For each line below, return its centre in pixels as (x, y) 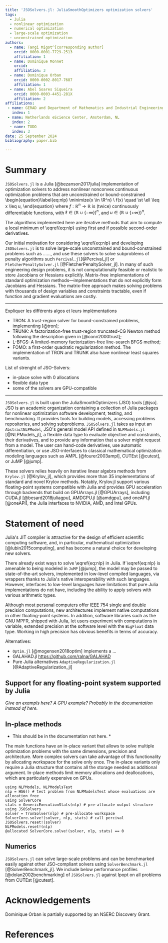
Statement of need (44, 524)
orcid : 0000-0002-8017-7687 (43, 80)
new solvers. (18, 553)
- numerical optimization (37, 29)
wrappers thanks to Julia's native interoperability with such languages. (78, 579)
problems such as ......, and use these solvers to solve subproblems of (77, 254)
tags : (11, 15)
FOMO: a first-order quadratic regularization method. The (71, 347)
